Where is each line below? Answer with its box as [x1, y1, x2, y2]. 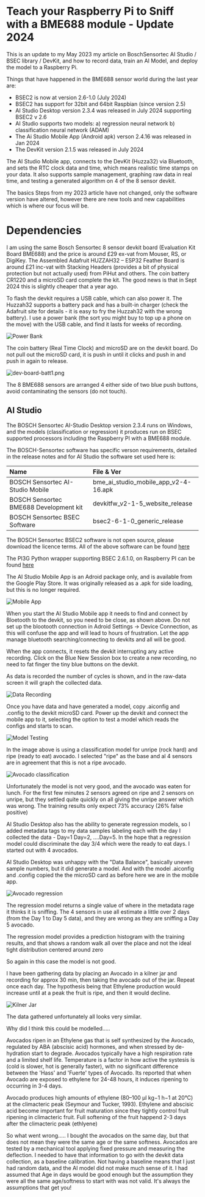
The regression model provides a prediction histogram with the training [6, 933, 185, 940]
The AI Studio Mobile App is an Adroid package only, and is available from [6, 573, 192, 580]
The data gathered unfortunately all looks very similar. [6, 1013, 142, 1020]
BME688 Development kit [9, 503, 84, 512]
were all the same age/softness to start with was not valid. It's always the [6, 1177, 190, 1185]
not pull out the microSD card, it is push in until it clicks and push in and [6, 351, 186, 358]
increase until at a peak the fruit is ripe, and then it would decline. [6, 989, 171, 996]
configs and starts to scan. [6, 722, 74, 729]
